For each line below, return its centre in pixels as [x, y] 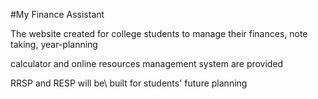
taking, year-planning [54, 44]
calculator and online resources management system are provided [147, 63]
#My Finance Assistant [57, 14]
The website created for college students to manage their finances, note [159, 33]
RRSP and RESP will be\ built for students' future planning [129, 83]
